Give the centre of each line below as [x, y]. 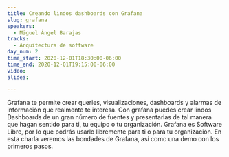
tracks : [18, 39]
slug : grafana [28, 20]
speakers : [21, 26]
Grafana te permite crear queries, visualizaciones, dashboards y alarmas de [115, 103]
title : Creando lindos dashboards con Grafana [75, 13]
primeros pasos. [30, 146]
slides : [18, 77]
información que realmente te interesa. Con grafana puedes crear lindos [109, 110]
